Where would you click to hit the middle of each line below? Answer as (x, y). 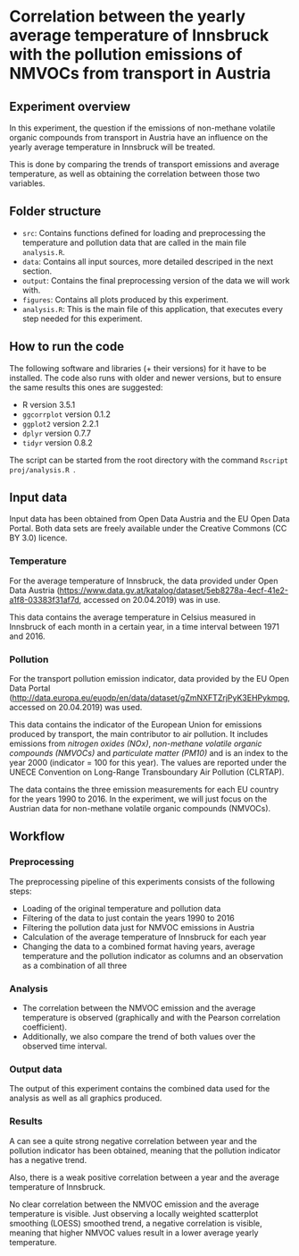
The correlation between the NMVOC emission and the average (139, 1008)
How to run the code (67, 347)
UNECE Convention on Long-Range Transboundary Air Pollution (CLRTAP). (147, 772)
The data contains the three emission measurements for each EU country (144, 790)
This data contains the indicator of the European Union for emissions (136, 725)
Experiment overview (70, 106)
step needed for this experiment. (82, 318)
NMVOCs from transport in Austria (140, 74)
